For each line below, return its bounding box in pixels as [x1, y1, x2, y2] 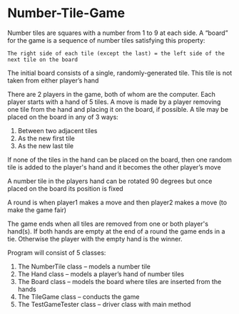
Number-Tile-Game [7, 5, 126, 21]
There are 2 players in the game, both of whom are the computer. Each [7, 90, 216, 98]
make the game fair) [7, 205, 66, 214]
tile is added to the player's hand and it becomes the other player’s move [7, 162, 221, 172]
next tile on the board [7, 56, 78, 63]
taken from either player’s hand [7, 76, 99, 85]
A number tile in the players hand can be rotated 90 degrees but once [7, 177, 213, 185]
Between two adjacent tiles [17, 126, 98, 135]
